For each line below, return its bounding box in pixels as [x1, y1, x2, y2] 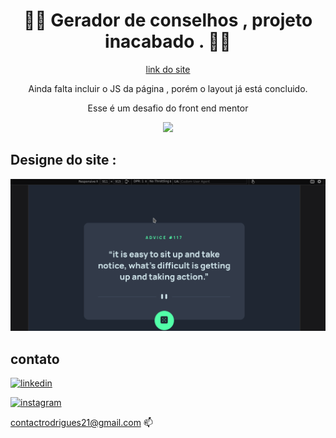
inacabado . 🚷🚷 [104, 30, 232, 53]
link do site [145, 63, 191, 75]
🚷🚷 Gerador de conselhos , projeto [23, 9, 313, 32]
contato [10, 350, 60, 368]
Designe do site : [10, 152, 117, 169]
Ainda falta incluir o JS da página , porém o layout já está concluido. [28, 82, 308, 94]
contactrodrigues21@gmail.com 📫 [10, 417, 153, 429]
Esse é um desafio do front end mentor [87, 102, 249, 114]
